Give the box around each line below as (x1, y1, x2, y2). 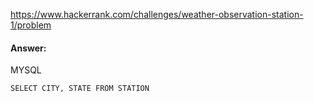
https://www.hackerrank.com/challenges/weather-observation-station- (10, 9, 304, 20)
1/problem (10, 19, 52, 31)
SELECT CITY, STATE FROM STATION (10, 84, 150, 94)
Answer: (10, 42, 47, 54)
